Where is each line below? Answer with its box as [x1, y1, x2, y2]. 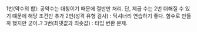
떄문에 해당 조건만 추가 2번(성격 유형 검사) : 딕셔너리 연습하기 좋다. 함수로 [12, 12, 181, 19]
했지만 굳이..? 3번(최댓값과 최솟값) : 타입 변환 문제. [12, 20, 128, 26]
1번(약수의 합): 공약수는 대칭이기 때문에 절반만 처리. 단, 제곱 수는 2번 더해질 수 [6, 5, 184, 12]
